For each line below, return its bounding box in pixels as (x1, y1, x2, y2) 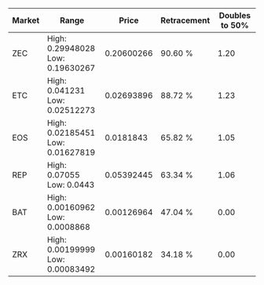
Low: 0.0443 (46, 180, 95, 190)
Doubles (218, 10, 251, 20)
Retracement (160, 15, 211, 26)
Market (12, 15, 40, 26)
